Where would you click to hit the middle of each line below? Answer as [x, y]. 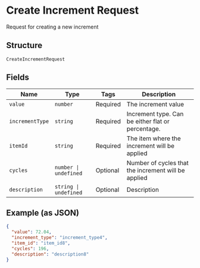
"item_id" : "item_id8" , [41, 243]
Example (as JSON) [43, 212]
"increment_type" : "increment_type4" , [60, 238]
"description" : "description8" [50, 254]
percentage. [143, 128]
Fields [18, 78]
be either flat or [148, 121]
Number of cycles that [158, 163]
